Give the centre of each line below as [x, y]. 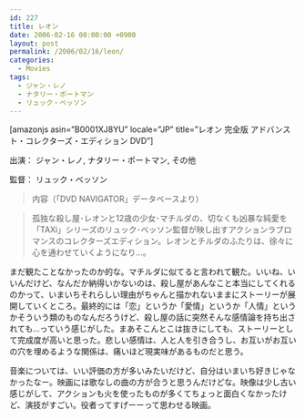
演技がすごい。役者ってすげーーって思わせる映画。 [120, 405]
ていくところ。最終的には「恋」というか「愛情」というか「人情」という [161, 306]
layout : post [34, 43]
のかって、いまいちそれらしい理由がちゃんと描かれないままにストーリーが [149, 295]
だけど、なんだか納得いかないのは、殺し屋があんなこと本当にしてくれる [160, 283]
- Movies [34, 69]
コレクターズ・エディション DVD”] [89, 141]
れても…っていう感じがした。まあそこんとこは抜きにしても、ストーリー [143, 329]
